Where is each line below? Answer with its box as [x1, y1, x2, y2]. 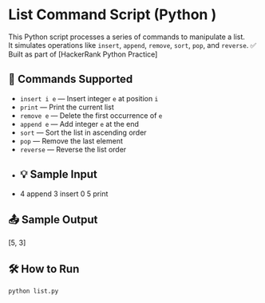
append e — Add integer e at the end [19, 119, 140, 128]
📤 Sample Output [8, 213, 98, 226]
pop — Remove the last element [19, 136, 124, 145]
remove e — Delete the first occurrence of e [19, 110, 163, 120]
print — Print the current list [19, 102, 114, 112]
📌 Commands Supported [8, 73, 133, 86]
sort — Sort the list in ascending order [19, 128, 147, 137]
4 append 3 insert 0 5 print [19, 189, 109, 199]
